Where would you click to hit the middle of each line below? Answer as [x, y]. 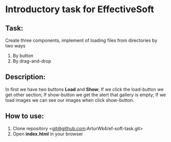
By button [23, 55]
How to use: [25, 116]
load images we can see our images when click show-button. [70, 100]
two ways [15, 46]
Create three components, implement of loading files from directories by [81, 40]
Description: [26, 77]
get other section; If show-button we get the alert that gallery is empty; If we [86, 95]
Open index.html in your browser [48, 134]
